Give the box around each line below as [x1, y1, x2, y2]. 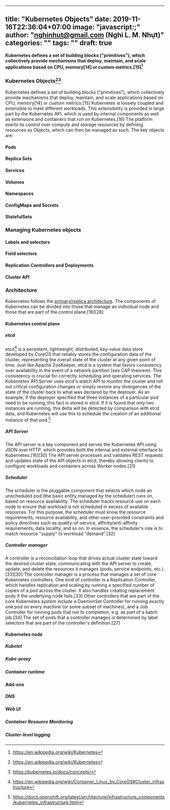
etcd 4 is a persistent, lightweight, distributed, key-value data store [5, 345, 143, 352]
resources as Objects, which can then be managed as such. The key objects [5, 127, 164, 133]
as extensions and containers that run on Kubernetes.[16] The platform [5, 116, 153, 122]
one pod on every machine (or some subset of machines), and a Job [5, 603, 148, 610]
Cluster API [5, 274, 30, 280]
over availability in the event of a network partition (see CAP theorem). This [5, 367, 162, 373]
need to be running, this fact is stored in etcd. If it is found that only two [5, 400, 154, 406]
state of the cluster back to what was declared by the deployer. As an [5, 389, 150, 395]
